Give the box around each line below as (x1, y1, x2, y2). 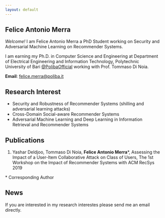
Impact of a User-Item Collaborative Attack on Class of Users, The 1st (12, 154, 154, 160)
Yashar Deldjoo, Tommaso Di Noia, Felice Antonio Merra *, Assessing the (12, 149, 160, 155)
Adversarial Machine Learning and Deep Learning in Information (12, 116, 143, 122)
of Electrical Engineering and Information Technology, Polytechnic (5, 59, 139, 65)
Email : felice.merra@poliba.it (5, 73, 64, 79)
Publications (5, 136, 45, 145)
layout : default (5, 7, 38, 12)
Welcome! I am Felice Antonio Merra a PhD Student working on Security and (5, 38, 160, 44)
